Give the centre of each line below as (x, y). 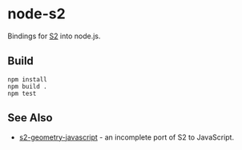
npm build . (27, 86)
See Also (30, 118)
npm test (22, 93)
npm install (27, 79)
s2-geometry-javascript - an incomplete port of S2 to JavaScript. (126, 137)
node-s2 (36, 14)
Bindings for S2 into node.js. (54, 36)
